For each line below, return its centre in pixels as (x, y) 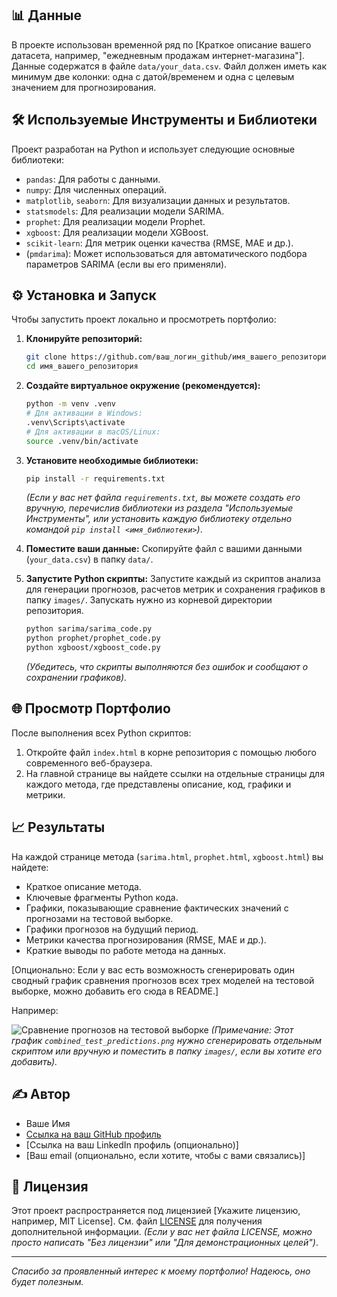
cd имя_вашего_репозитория (82, 367)
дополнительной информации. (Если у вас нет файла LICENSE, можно (162, 1232)
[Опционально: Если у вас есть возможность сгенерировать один (153, 969)
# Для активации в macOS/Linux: (93, 432)
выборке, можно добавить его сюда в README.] (115, 991)
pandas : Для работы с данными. (93, 179)
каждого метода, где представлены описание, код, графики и (158, 784)
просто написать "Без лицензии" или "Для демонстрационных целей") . (165, 1243)
